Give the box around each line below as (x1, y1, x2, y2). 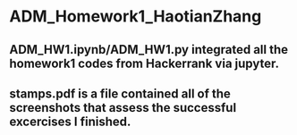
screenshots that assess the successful (9, 100, 237, 115)
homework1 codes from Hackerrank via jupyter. (9, 55, 280, 71)
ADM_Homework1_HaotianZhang (9, 6, 262, 27)
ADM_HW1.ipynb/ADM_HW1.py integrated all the (9, 42, 289, 57)
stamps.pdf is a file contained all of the (9, 86, 231, 101)
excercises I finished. (9, 114, 132, 129)
